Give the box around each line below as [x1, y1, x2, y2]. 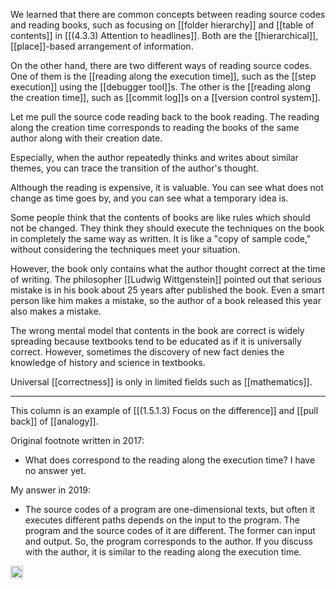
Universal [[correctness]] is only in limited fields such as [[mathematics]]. [10, 376, 313, 388]
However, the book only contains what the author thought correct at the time [10, 263, 326, 274]
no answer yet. [24, 465, 87, 476]
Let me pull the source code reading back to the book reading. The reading [10, 111, 320, 123]
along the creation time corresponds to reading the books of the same [10, 122, 300, 133]
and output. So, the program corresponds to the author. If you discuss [24, 535, 313, 547]
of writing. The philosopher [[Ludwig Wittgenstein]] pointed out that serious [10, 274, 322, 285]
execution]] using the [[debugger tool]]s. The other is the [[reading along [10, 81, 311, 93]
